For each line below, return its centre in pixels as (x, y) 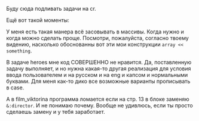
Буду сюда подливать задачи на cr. (51, 9)
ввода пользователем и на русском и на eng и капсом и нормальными (97, 75)
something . (19, 51)
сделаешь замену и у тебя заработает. (56, 112)
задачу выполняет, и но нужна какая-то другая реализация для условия (99, 69)
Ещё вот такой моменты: (38, 20)
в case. (15, 88)
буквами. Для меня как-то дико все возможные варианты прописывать (98, 81)
